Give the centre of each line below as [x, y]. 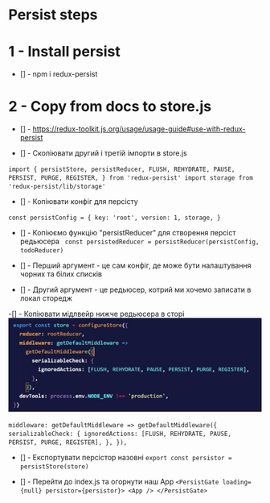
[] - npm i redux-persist [59, 74]
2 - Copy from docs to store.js [110, 107]
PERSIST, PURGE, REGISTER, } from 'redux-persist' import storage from [131, 178]
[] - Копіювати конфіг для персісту [79, 202]
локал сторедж [46, 298]
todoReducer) [42, 251]
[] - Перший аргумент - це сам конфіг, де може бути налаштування [135, 266]
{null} [31, 491]
